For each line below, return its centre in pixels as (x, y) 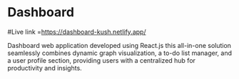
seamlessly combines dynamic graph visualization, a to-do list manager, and (120, 53)
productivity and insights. (45, 68)
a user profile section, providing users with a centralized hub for (102, 60)
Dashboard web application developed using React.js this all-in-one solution (119, 45)
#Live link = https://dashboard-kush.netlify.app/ (77, 32)
